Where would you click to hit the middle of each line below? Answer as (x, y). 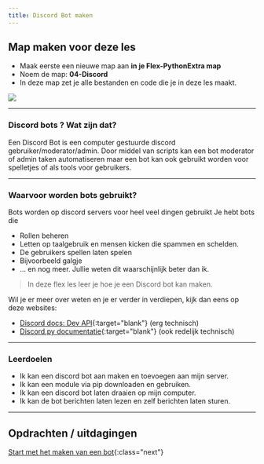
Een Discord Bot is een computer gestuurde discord (92, 142)
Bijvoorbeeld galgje (51, 261)
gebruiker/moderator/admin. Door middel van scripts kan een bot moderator (131, 151)
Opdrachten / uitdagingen (73, 433)
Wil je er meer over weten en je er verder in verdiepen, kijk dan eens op (124, 300)
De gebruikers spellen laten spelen (75, 253)
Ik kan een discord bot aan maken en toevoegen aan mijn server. (124, 376)
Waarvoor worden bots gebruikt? (73, 195)
